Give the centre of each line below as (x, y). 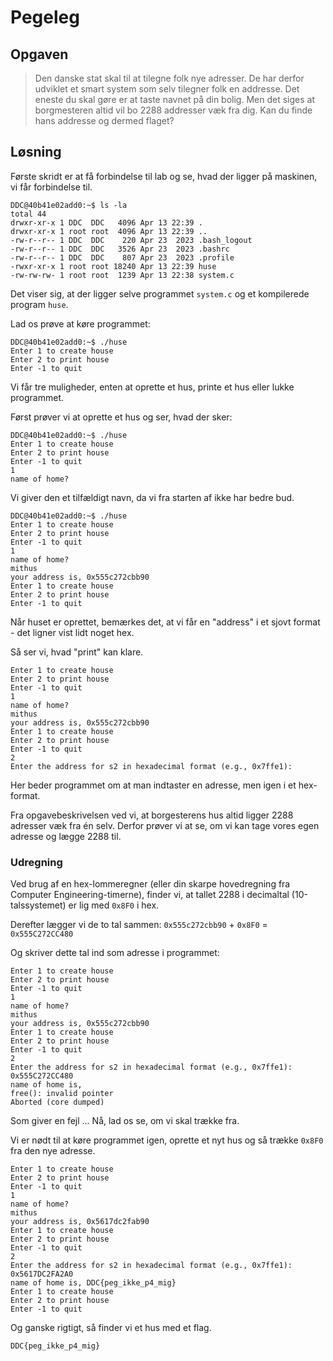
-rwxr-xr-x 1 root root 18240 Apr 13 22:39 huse (113, 266)
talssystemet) (38, 905)
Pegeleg (45, 17)
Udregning (36, 862)
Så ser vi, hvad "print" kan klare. (77, 652)
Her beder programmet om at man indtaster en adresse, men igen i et (153, 785)
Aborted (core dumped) (57, 1102)
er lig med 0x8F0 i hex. (114, 905)
